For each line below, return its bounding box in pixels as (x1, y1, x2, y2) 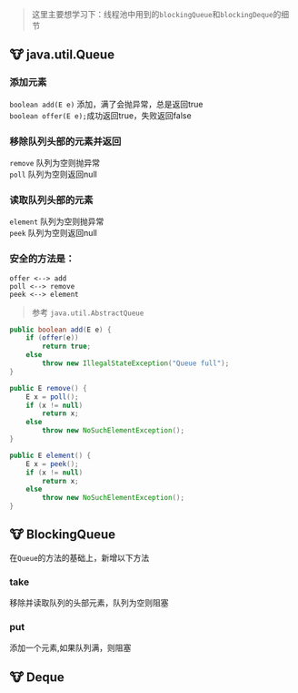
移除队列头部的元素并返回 (9, 135, 122, 148)
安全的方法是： (9, 252, 75, 265)
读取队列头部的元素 (9, 193, 94, 206)
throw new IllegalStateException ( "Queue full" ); (42, 359, 230, 368)
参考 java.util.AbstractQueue (31, 307, 144, 318)
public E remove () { (9, 383, 88, 392)
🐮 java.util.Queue (9, 47, 115, 63)
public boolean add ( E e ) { (9, 325, 112, 334)
